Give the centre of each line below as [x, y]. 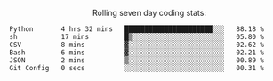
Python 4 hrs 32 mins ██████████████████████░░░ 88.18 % [137, 29]
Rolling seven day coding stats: [149, 13]
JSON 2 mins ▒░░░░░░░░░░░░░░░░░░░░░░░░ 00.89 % [137, 61]
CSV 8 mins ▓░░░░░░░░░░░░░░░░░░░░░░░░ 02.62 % [137, 45]
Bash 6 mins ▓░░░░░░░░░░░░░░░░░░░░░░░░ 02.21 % [137, 53]
